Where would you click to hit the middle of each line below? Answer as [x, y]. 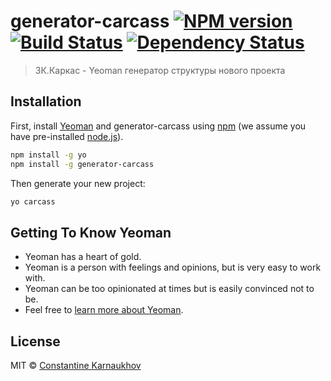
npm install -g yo [48, 155]
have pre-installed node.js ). [67, 136]
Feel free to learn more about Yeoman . [104, 310]
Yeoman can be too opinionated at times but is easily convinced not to [169, 289]
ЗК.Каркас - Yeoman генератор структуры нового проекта [160, 70]
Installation [46, 101]
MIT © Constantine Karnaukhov [76, 365]
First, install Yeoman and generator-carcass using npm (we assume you [158, 126]
